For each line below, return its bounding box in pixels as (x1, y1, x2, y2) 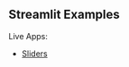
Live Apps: (8, 30, 49, 41)
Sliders (21, 48, 48, 59)
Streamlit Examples (8, 7, 121, 22)
